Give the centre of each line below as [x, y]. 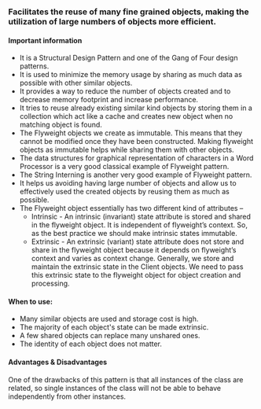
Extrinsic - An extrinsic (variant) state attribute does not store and [138, 241]
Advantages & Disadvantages [58, 362]
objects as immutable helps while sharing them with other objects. [127, 150]
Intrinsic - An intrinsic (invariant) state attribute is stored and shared [141, 217]
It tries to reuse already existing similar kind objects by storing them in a [136, 108]
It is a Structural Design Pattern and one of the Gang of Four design [129, 58]
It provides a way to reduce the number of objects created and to [125, 91]
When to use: [31, 301]
